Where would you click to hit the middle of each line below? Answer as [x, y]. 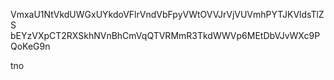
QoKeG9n [30, 46]
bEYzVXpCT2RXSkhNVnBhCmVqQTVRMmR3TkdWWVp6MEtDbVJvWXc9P [165, 35]
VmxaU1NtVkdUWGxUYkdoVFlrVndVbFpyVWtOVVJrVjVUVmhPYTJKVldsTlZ [167, 14]
